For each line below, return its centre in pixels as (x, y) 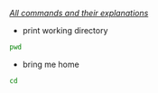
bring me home (51, 64)
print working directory (65, 30)
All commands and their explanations (79, 13)
